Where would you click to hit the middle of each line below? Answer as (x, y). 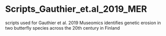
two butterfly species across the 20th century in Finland (63, 28)
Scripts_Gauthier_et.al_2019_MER (76, 9)
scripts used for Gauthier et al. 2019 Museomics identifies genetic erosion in (83, 23)
